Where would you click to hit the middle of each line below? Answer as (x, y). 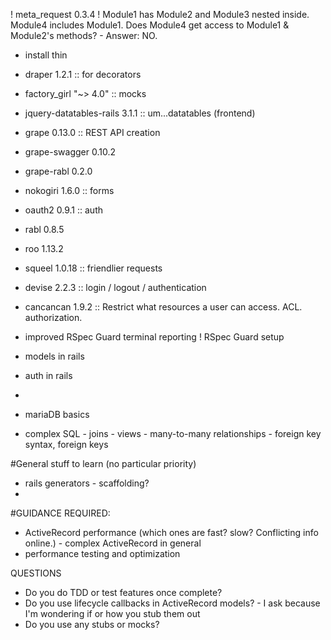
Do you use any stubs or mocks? (92, 624)
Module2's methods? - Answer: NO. (84, 35)
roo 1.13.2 (44, 248)
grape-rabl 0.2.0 (58, 171)
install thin (46, 55)
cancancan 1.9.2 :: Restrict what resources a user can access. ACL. (163, 307)
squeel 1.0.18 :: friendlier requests (93, 268)
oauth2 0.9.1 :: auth (63, 210)
